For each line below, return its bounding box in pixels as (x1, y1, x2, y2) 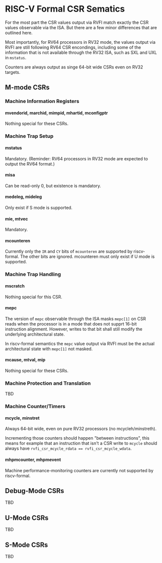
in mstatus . (5, 54, 27, 60)
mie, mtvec (5, 216, 28, 222)
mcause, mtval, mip (5, 357, 46, 363)
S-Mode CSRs (5, 541, 48, 549)
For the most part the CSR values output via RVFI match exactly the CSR (5, 19, 149, 25)
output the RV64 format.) (5, 161, 55, 167)
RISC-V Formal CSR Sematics (5, 3, 125, 15)
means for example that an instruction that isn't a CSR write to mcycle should (5, 441, 157, 446)
